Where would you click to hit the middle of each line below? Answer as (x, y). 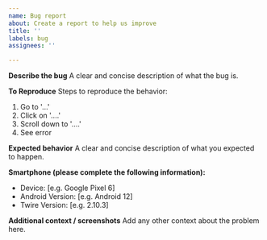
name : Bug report (38, 16)
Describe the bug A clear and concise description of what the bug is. (123, 76)
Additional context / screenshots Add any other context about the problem (134, 221)
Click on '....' (40, 116)
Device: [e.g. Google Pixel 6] (67, 188)
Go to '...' (35, 107)
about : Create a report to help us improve (83, 23)
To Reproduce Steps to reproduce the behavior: (88, 91)
